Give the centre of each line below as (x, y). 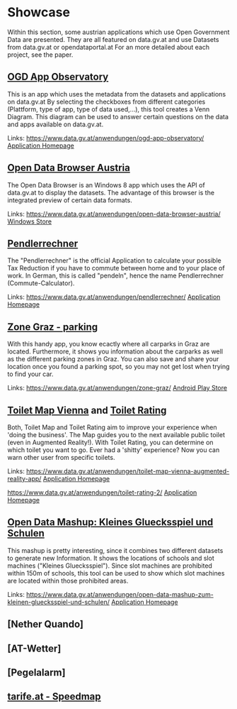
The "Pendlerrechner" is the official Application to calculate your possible (114, 260)
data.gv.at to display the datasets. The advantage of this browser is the (111, 192)
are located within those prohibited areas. (68, 581)
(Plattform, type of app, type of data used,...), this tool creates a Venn (109, 109)
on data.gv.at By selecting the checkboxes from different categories (106, 101)
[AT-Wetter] (34, 648)
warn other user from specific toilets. (61, 457)
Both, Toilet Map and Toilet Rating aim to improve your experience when (112, 427)
